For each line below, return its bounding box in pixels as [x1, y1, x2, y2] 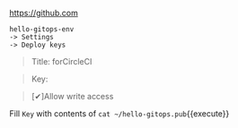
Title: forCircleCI [31, 56, 93, 66]
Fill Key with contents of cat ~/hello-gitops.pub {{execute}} [9, 108, 230, 119]
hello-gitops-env [9, 25, 75, 34]
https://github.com [9, 8, 78, 18]
